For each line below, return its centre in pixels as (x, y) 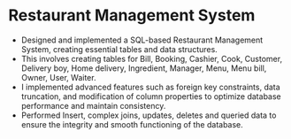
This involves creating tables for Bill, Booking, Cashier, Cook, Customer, (152, 58)
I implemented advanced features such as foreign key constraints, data (150, 87)
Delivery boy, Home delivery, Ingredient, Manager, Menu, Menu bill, (144, 68)
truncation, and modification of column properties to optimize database (151, 96)
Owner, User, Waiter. (58, 77)
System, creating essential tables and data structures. (119, 49)
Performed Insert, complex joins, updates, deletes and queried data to (149, 115)
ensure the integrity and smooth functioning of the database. (132, 124)
